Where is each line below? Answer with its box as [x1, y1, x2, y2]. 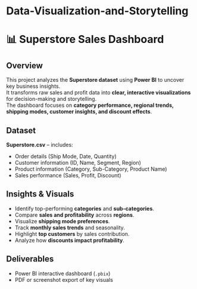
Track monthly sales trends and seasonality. [14, 224, 125, 231]
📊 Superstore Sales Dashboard [6, 33, 164, 46]
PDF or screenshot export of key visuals [14, 276, 113, 283]
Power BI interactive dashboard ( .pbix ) [14, 270, 111, 277]
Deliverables [6, 254, 54, 264]
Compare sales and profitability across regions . [14, 211, 135, 219]
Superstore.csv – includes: [6, 142, 73, 148]
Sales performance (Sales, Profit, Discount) [14, 172, 121, 179]
